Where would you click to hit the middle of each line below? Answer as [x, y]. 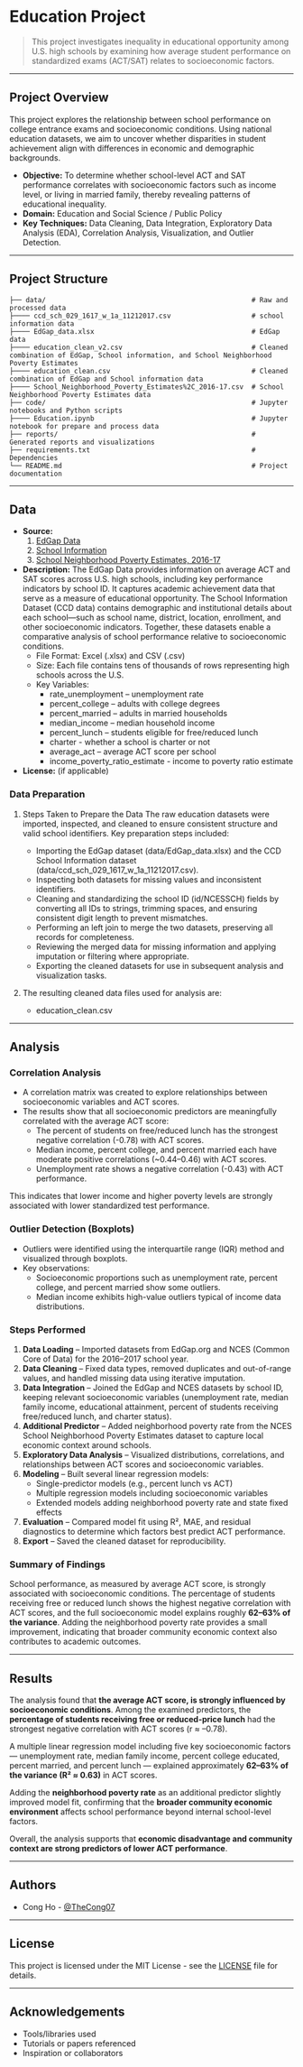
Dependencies [34, 457]
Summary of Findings [57, 1564]
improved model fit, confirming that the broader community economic [141, 1803]
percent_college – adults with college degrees [135, 704]
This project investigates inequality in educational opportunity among [160, 42]
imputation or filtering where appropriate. [112, 956]
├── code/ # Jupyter [149, 402]
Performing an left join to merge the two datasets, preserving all [154, 927]
